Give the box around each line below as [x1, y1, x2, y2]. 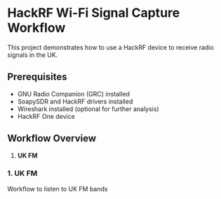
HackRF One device [17, 112, 75, 120]
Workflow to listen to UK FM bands [7, 184, 108, 193]
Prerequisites [7, 71, 67, 83]
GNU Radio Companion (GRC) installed [17, 89, 130, 98]
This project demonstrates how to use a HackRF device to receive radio [7, 43, 214, 51]
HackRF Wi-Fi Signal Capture [7, 5, 180, 21]
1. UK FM [7, 169, 38, 179]
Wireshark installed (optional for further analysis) [17, 104, 159, 113]
